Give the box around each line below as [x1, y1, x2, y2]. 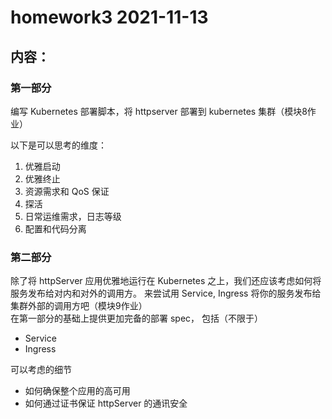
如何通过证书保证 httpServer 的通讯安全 [24, 397, 188, 410]
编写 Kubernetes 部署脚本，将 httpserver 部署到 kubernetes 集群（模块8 [10, 105, 308, 117]
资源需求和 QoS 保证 [24, 185, 110, 197]
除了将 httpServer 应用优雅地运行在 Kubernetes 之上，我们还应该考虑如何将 [10, 275, 322, 287]
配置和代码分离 [24, 222, 87, 235]
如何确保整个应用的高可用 [24, 385, 131, 397]
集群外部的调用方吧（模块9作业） [10, 300, 148, 312]
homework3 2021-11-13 [10, 6, 209, 29]
